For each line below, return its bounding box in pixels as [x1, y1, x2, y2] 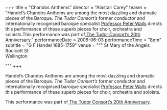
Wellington [5, 53, 28, 59]
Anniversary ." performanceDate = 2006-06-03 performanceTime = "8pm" [5, 37, 162, 43]
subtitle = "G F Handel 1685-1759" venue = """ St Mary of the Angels [5, 42, 150, 48]
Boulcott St [5, 48, 29, 53]
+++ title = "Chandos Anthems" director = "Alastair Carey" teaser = [5, 5, 147, 10]
